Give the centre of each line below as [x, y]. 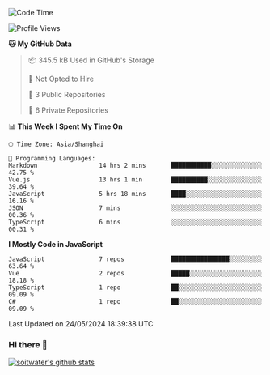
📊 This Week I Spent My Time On [65, 126]
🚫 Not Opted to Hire [61, 79]
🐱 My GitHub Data [40, 44]
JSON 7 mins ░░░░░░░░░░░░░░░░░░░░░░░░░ [135, 208]
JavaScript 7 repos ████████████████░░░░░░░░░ [135, 259]
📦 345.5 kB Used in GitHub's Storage [91, 60]
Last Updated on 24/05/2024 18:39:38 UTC [81, 324]
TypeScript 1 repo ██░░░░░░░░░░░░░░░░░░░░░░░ [135, 288]
